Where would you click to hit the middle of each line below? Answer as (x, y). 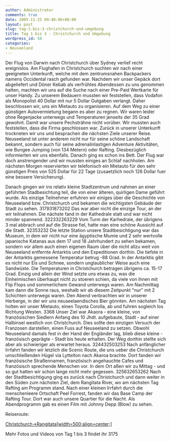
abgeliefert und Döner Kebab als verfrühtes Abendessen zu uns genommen (85, 84)
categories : (18, 43)
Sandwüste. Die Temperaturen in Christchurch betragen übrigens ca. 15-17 (84, 268)
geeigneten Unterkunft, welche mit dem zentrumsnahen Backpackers (78, 73)
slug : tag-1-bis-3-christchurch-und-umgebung (54, 29)
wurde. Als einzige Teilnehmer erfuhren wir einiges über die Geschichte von (85, 197)
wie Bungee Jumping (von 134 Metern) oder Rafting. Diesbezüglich (76, 149)
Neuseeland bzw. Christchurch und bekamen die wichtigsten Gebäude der (84, 203)
